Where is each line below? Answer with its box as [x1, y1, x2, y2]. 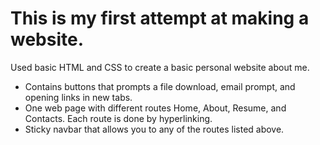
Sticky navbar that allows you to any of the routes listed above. [24, 123, 285, 135]
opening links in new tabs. [24, 91, 133, 103]
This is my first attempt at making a [10, 7, 310, 30]
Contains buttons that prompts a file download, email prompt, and [24, 80, 296, 92]
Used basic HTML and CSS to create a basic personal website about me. [10, 61, 310, 73]
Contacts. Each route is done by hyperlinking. [24, 112, 213, 124]
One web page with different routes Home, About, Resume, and [24, 102, 287, 114]
